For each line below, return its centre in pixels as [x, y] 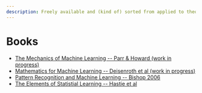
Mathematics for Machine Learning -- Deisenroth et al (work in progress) [105, 71]
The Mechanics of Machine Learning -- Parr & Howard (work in [93, 58]
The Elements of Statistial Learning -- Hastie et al [76, 83]
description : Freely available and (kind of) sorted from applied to [95, 12]
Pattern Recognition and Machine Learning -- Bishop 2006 [87, 77]
